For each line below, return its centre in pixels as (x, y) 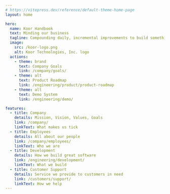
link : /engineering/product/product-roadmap (66, 85)
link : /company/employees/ (43, 141)
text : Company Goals (40, 66)
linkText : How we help (38, 184)
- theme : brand (30, 61)
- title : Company (28, 113)
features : (16, 108)
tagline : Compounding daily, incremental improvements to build (79, 38)
